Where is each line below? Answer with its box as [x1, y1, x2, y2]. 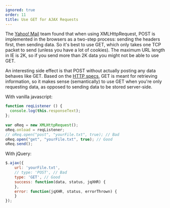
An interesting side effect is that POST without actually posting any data [5, 68, 156, 74]
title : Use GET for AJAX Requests [5, 17, 79, 22]
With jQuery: [5, 151, 32, 157]
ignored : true [5, 7, 36, 13]
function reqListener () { [5, 104, 63, 109]
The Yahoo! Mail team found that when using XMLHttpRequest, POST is [5, 31, 155, 37]
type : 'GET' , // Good [14, 174, 60, 180]
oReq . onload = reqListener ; [5, 127, 65, 132]
